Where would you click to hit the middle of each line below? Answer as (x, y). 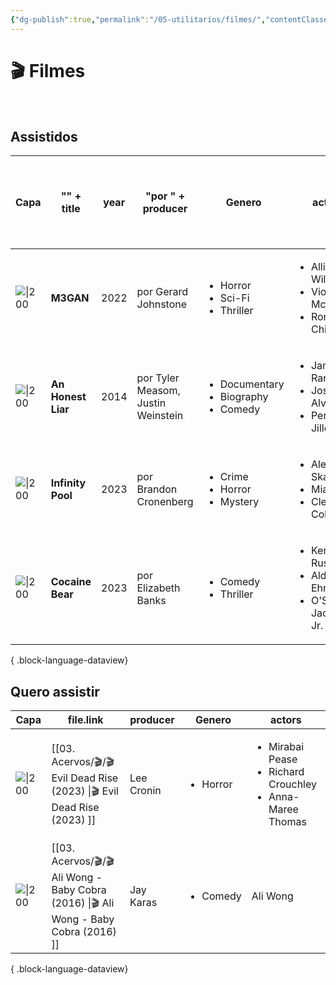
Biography (244, 397)
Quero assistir (55, 691)
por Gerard (162, 292)
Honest (68, 397)
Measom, (158, 391)
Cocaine (71, 582)
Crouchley (292, 784)
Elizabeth (158, 588)
